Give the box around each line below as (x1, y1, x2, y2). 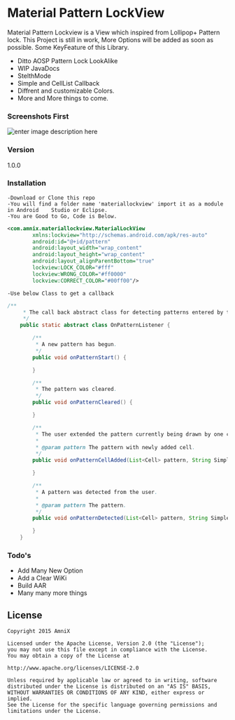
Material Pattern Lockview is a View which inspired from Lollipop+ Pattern (7, 28, 220, 36)
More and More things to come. (17, 93, 108, 102)
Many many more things (17, 589, 87, 597)
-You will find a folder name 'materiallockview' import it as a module (7, 200, 224, 208)
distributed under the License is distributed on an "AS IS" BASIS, (7, 683, 211, 691)
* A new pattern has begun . (35, 341, 117, 348)
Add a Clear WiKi (17, 574, 67, 582)
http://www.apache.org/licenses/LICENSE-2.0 (7, 665, 139, 672)
